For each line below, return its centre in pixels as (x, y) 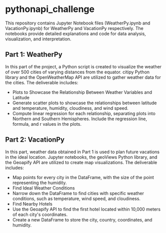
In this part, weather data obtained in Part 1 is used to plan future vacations (82, 152)
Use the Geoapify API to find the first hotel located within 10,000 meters (86, 209)
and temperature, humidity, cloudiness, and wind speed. (70, 108)
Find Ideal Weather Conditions (43, 188)
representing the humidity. (39, 183)
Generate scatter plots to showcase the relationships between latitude (84, 103)
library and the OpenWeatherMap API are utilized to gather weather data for (83, 77)
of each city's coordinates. (40, 214)
